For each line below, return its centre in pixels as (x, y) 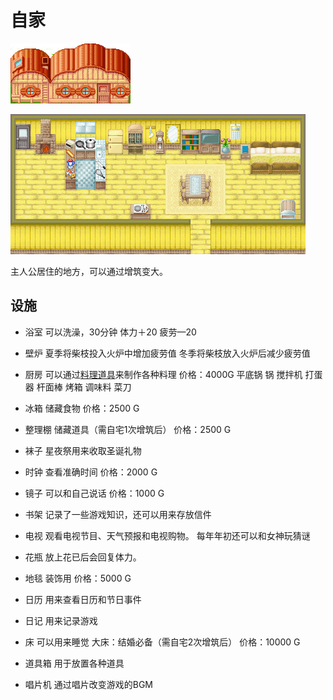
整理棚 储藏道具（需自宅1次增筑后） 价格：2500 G (128, 429)
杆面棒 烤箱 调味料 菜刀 (84, 387)
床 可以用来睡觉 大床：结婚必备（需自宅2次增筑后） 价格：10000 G (162, 642)
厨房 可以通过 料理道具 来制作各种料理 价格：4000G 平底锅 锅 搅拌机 (163, 374)
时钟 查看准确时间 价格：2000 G (91, 472)
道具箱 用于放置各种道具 (74, 663)
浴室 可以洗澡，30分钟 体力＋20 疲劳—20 (110, 332)
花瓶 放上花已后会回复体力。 (83, 557)
